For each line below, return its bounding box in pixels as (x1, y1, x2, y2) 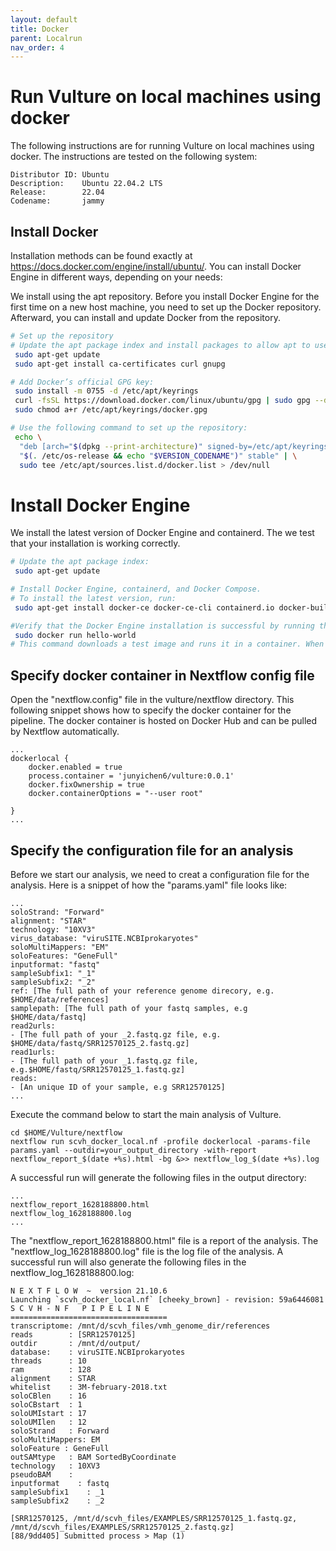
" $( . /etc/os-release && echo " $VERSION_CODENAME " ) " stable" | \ (19, 451, 298, 461)
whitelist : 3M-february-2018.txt (10, 1382, 168, 1392)
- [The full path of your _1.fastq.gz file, (10, 1056, 199, 1066)
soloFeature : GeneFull (10, 1443, 110, 1453)
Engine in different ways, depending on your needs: (10, 271, 223, 283)
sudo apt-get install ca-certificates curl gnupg (14, 359, 226, 369)
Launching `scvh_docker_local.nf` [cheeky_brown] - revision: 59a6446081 (10, 1294, 325, 1305)
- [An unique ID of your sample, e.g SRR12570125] (10, 1082, 226, 1092)
